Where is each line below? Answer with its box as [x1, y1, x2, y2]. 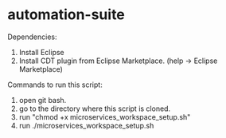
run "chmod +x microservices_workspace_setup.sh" [18, 112, 191, 121]
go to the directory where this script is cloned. [18, 104, 171, 113]
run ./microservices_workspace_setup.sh [18, 120, 154, 130]
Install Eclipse [18, 47, 64, 57]
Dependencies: [7, 32, 57, 41]
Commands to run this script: [7, 80, 103, 89]
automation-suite [7, 6, 125, 24]
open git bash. [18, 95, 67, 104]
